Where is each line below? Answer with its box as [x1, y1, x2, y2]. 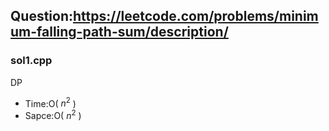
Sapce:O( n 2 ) [24, 108, 82, 121]
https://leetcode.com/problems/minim [73, 8, 319, 25]
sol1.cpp [10, 54, 53, 68]
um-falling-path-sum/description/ [10, 24, 229, 41]
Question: [10, 8, 74, 25]
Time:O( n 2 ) [24, 95, 77, 109]
